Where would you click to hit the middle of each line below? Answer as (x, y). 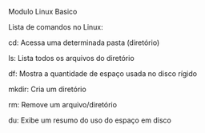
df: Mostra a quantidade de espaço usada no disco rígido (103, 74)
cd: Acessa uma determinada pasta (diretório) (84, 42)
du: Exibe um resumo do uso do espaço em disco (90, 120)
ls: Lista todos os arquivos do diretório (71, 58)
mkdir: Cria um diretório (47, 89)
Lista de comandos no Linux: (56, 27)
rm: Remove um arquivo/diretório (63, 105)
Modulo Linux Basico (43, 12)
